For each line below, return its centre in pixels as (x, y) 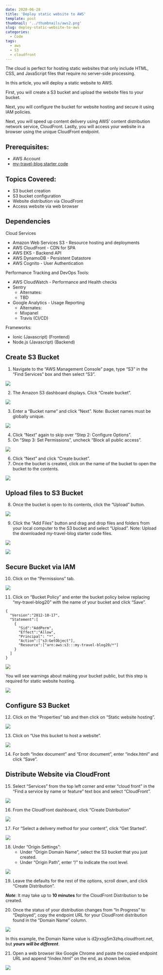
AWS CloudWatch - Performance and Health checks (65, 282)
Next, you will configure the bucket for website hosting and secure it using (80, 107)
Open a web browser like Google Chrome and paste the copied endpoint (85, 953)
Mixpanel (29, 313)
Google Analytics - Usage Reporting (49, 302)
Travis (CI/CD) (34, 318)
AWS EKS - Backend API (37, 253)
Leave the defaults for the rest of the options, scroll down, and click (80, 880)
